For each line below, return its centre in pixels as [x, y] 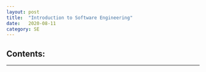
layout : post [23, 12]
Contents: [26, 53]
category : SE [23, 29]
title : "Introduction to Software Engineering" [70, 18]
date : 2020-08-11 [31, 23]
